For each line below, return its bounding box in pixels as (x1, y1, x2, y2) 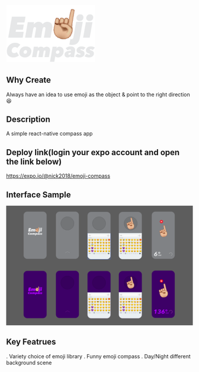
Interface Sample (6, 190, 71, 200)
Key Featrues (6, 337, 56, 347)
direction (168, 91, 191, 98)
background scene (6, 359, 52, 366)
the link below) (6, 156, 62, 166)
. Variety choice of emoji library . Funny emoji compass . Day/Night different (6, 352, 191, 360)
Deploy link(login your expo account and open (6, 147, 180, 157)
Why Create (6, 75, 52, 85)
